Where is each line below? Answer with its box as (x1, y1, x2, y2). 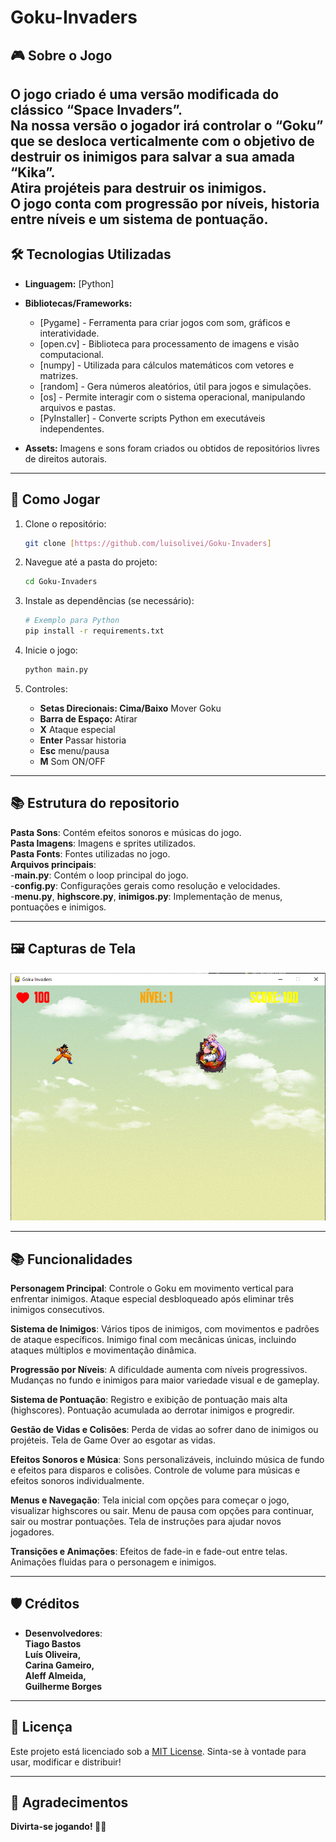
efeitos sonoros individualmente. (10, 1474, 145, 1486)
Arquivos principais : (10, 858, 97, 870)
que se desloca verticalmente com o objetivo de (10, 132, 315, 150)
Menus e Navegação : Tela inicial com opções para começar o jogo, (10, 1494, 290, 1506)
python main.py (24, 665, 89, 675)
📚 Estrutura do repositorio (10, 795, 180, 812)
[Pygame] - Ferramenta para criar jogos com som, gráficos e (39, 316, 291, 328)
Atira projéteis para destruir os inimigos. (10, 179, 267, 196)
